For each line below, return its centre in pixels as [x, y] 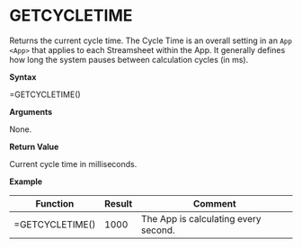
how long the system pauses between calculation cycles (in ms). [129, 59]
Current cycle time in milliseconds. [73, 164]
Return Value [34, 146]
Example [26, 182]
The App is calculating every [201, 218]
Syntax [23, 76]
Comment [214, 203]
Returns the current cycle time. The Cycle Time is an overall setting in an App [151, 40]
